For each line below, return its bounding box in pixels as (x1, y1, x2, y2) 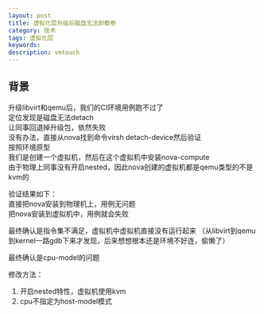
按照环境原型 (8, 142, 50, 152)
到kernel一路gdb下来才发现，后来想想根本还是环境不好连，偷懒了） (8, 235, 230, 245)
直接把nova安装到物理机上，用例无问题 (8, 199, 137, 208)
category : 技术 (8, 26, 56, 34)
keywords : (8, 41, 41, 49)
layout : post (8, 11, 52, 20)
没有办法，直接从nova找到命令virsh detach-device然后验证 (8, 132, 202, 141)
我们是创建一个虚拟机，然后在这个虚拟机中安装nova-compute (8, 152, 210, 161)
